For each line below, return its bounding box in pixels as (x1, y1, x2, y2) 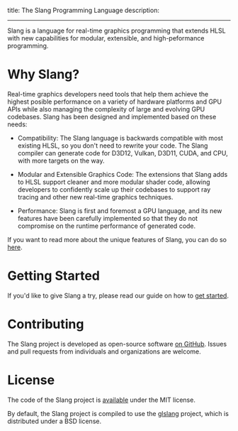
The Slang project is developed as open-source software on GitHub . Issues (7, 339, 227, 348)
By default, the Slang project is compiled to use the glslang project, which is (7, 409, 229, 418)
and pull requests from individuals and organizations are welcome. (7, 347, 202, 356)
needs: (7, 120, 28, 129)
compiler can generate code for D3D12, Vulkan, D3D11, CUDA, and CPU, (17, 148, 228, 157)
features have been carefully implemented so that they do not (17, 214, 198, 222)
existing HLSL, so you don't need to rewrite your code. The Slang (17, 141, 208, 150)
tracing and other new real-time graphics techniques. (17, 192, 174, 201)
